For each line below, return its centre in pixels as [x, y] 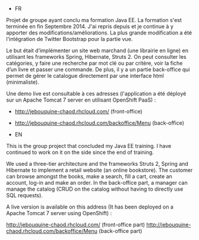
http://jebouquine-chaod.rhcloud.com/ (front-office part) [76, 225]
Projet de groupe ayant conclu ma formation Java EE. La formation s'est [94, 20]
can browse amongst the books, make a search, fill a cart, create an [89, 176]
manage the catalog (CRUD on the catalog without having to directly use [95, 189]
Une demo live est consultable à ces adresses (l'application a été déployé [96, 94]
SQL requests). [25, 195]
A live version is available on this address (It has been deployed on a [90, 207]
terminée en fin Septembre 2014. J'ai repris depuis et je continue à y [90, 26]
